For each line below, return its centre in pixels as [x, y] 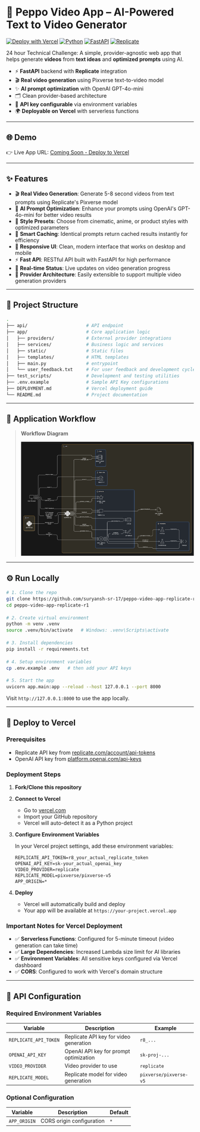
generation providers [40, 281]
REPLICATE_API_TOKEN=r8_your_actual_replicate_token [82, 858]
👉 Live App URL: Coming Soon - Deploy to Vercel [68, 152]
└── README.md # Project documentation [77, 395]
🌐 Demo [21, 137]
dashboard [28, 965]
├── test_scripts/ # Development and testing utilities [93, 376]
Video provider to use [91, 1066]
